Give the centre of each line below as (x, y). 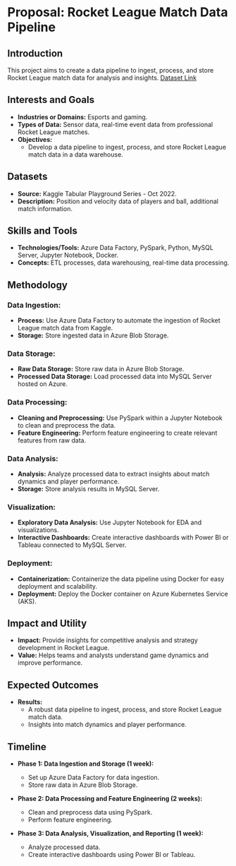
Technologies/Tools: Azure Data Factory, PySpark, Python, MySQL (115, 248)
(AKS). (27, 601)
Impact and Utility (47, 623)
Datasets (27, 177)
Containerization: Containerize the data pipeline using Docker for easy (121, 579)
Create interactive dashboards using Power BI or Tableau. (112, 855)
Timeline (27, 746)
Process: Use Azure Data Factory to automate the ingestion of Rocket (119, 320)
